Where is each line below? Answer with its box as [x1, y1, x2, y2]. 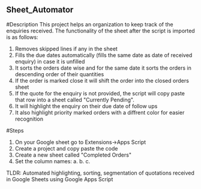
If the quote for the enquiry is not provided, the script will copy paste [14, 89, 185, 97]
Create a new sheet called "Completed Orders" [14, 151, 132, 158]
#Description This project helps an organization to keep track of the [6, 20, 173, 28]
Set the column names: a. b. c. [14, 157, 91, 164]
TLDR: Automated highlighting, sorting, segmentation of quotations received [6, 169, 195, 176]
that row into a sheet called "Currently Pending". [14, 96, 135, 103]
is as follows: [6, 33, 38, 41]
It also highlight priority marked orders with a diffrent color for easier [14, 109, 185, 116]
